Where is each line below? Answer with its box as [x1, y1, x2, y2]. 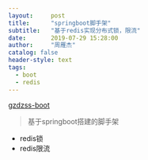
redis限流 [19, 143, 51, 153]
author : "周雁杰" [8, 41, 76, 49]
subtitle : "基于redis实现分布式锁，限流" [8, 26, 141, 34]
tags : [8, 64, 26, 72]
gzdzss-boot [8, 100, 50, 110]
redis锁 [19, 133, 44, 143]
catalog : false [8, 49, 59, 57]
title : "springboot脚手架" [8, 19, 112, 27]
